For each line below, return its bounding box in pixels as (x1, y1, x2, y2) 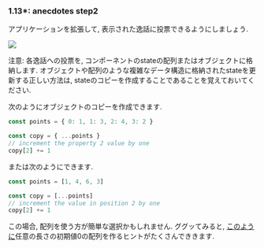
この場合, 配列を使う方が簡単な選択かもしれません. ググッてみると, (8, 222, 225, 231)
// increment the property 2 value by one (8, 139, 150, 147)
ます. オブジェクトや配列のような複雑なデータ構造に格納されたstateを (21, 65, 250, 76)
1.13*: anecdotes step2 (8, 6, 99, 17)
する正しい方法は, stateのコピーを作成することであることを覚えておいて (14, 76, 248, 85)
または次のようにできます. (8, 161, 94, 171)
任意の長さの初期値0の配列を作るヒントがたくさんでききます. (15, 231, 215, 241)
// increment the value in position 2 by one (8, 199, 160, 207)
